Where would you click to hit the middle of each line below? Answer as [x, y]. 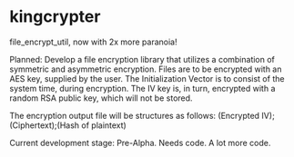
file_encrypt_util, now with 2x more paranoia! [93, 42]
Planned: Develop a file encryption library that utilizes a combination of [142, 59]
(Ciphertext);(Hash [45, 125]
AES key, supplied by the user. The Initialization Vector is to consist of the [147, 78]
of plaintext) [104, 125]
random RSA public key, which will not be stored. [101, 98]
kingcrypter [55, 17]
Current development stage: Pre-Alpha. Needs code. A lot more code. [140, 142]
